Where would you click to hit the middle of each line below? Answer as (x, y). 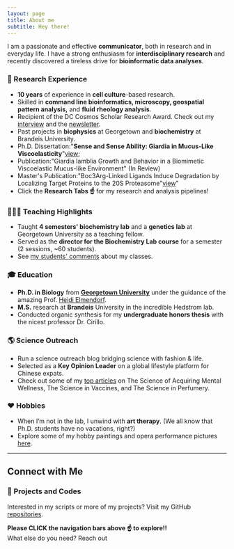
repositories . (25, 514)
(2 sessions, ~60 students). (57, 248)
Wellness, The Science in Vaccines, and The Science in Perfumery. (114, 388)
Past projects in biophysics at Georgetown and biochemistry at (109, 131)
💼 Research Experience (47, 79)
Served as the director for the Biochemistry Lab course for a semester (120, 241)
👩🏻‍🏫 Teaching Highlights (50, 212)
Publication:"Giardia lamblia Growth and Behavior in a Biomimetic (110, 161)
